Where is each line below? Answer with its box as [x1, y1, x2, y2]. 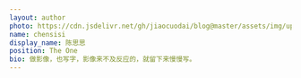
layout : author [9, 13, 66, 22]
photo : [9, 22, 34, 30]
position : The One [9, 47, 78, 56]
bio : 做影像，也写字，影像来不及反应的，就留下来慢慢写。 [9, 55, 197, 64]
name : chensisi [9, 30, 66, 39]
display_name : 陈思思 [9, 38, 86, 48]
